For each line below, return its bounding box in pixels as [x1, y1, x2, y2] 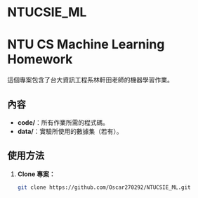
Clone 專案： [17, 170, 55, 178]
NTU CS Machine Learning [7, 37, 165, 53]
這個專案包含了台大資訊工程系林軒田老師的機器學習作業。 [7, 75, 173, 85]
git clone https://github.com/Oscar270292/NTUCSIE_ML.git [17, 184, 191, 191]
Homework [7, 51, 73, 68]
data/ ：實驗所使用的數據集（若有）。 [17, 127, 123, 135]
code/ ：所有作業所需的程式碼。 [17, 118, 110, 127]
